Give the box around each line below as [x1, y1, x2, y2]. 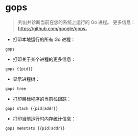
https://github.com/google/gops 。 [17, 25, 90, 32]
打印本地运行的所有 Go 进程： [12, 36, 76, 42]
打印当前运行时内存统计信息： [12, 116, 76, 122]
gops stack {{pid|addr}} [5, 106, 58, 111]
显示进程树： [12, 76, 40, 82]
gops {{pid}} [5, 66, 33, 72]
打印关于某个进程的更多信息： [12, 56, 76, 62]
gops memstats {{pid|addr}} [5, 126, 65, 131]
